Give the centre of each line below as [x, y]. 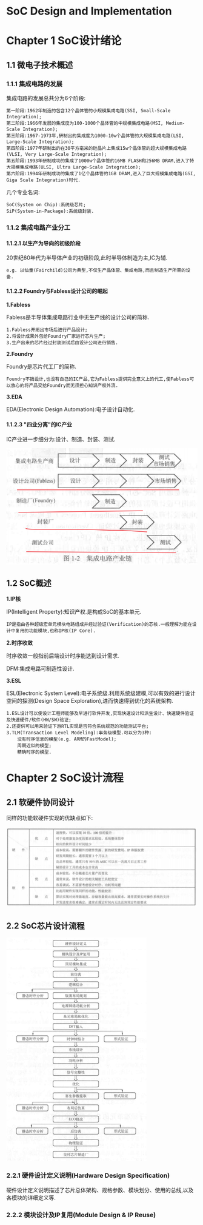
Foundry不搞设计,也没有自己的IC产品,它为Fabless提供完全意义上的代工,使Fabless [98, 379]
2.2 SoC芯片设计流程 [45, 926]
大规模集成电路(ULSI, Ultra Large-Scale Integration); [74, 167]
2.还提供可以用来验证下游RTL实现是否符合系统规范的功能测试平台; [78, 726]
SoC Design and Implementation [89, 11]
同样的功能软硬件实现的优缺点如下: [50, 817]
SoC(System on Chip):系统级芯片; [46, 205]
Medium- [175, 123]
